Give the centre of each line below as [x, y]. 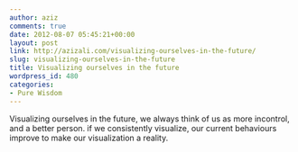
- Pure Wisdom [36, 93]
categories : [32, 85]
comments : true [38, 26]
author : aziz [34, 18]
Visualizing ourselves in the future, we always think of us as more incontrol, [150, 119]
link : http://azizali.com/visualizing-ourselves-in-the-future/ [133, 51]
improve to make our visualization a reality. [89, 138]
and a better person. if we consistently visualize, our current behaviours [143, 128]
